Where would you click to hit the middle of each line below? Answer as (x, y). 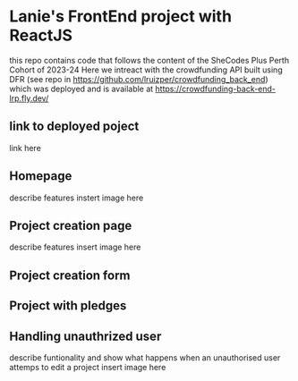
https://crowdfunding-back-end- (215, 89)
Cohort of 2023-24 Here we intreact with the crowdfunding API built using (146, 70)
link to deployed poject (74, 127)
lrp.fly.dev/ (29, 98)
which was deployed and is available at (81, 89)
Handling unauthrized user (85, 336)
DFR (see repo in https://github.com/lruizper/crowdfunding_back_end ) (139, 79)
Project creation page (71, 225)
